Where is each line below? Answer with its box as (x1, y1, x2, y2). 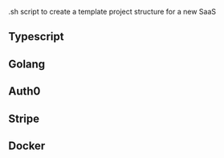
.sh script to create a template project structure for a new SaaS (8, 7, 217, 16)
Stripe (8, 111, 40, 125)
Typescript (8, 30, 64, 43)
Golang (8, 57, 46, 71)
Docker (8, 139, 46, 152)
